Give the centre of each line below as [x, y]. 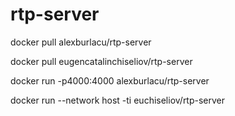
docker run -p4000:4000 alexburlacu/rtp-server [110, 80]
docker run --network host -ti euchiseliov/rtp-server [118, 100]
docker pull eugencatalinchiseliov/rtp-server [101, 61]
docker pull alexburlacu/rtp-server [81, 42]
